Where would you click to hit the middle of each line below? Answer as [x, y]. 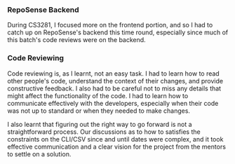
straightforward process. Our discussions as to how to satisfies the [104, 132]
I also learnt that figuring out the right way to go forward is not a [100, 124]
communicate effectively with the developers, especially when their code [113, 103]
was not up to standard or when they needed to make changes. [99, 111]
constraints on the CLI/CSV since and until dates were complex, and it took [115, 139]
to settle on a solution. [39, 154]
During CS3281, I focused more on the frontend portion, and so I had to [110, 25]
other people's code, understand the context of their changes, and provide [115, 81]
